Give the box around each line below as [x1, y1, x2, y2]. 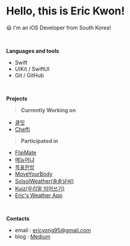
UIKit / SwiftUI [14, 65, 49, 73]
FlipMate [14, 149, 37, 156]
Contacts [6, 215, 30, 222]
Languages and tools [6, 47, 60, 55]
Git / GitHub [14, 71, 44, 79]
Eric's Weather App [14, 191, 63, 199]
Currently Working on [20, 106, 76, 113]
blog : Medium [14, 233, 51, 240]
